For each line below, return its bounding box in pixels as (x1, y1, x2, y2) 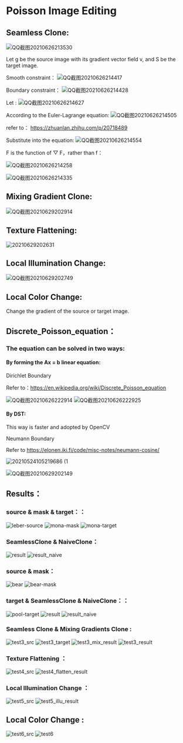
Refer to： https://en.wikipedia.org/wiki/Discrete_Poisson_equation (6, 384, 167, 391)
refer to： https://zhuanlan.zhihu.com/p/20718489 (6, 124, 128, 131)
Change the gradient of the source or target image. (6, 308, 130, 315)
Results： (6, 489, 42, 499)
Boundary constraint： (6, 87, 60, 94)
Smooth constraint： (6, 74, 56, 81)
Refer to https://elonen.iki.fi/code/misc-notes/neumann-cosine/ (6, 446, 160, 453)
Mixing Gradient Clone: (6, 191, 93, 202)
